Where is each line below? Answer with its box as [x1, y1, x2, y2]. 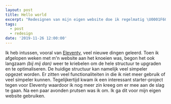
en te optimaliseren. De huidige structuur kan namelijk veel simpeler [5, 65, 148, 72]
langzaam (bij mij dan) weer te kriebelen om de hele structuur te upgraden [5, 60, 161, 66]
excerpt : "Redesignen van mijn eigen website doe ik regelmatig [5, 17, 145, 22]
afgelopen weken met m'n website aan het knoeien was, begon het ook [5, 55, 155, 61]
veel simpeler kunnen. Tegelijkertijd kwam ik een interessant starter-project [5, 77, 163, 83]
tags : [5, 21, 17, 27]
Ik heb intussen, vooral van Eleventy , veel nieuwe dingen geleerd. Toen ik [5, 49, 159, 56]
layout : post [5, 7, 33, 13]
